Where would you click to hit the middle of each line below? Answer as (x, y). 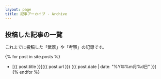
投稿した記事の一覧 (34, 34)
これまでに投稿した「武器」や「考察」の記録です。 (56, 47)
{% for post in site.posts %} (33, 57)
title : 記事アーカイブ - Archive (36, 14)
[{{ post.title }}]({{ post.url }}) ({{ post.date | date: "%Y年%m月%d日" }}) (84, 67)
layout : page (18, 9)
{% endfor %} (26, 72)
